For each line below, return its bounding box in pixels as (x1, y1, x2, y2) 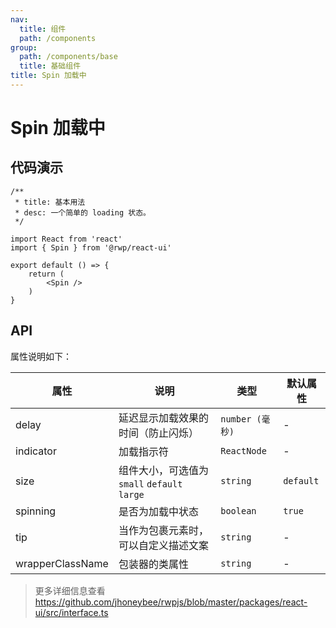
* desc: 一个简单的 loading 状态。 (14, 207, 151, 218)
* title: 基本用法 (14, 197, 86, 207)
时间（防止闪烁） (118, 426, 199, 440)
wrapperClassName (15, 556, 109, 570)
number (220, 413, 252, 425)
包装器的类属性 (118, 557, 189, 571)
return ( (28, 269, 65, 279)
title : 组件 (19, 24, 67, 34)
